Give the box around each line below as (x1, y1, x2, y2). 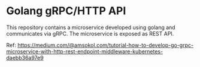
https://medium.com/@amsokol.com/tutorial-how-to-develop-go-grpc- (17, 42, 193, 49)
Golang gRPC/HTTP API (6, 4, 126, 18)
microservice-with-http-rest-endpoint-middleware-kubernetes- (6, 47, 163, 55)
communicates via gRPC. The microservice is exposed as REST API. (6, 30, 174, 37)
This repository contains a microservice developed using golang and (6, 24, 175, 31)
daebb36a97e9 (6, 54, 44, 61)
